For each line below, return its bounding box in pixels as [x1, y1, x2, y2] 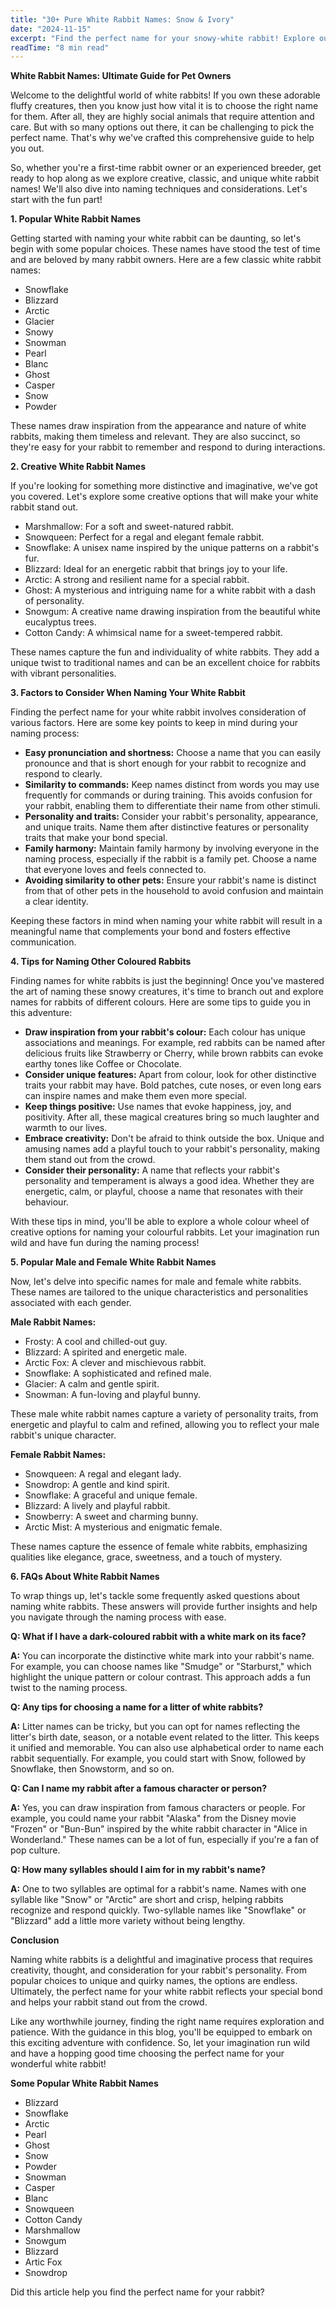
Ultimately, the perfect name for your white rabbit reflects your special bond [10, 1986, 323, 1998]
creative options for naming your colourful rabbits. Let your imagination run [10, 1226, 320, 1238]
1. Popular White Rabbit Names [10, 213, 142, 225]
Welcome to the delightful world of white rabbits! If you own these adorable [10, 89, 321, 101]
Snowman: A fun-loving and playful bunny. [24, 1389, 201, 1401]
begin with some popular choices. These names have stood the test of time [10, 243, 321, 255]
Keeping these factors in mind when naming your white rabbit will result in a [10, 915, 323, 927]
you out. [10, 142, 45, 155]
